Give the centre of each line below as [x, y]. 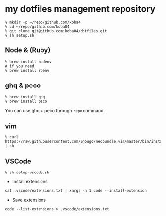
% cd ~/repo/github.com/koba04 [37, 26]
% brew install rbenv [27, 70]
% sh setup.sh [20, 35]
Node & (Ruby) [28, 50]
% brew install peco [26, 101]
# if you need [20, 66]
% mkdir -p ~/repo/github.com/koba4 [43, 22]
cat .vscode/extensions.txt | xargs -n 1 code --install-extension [76, 191]
